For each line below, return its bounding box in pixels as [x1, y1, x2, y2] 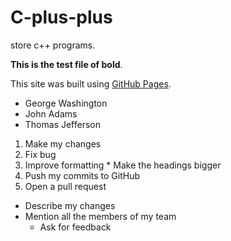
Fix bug [24, 148, 57, 160]
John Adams [24, 107, 78, 120]
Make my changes [24, 137, 102, 150]
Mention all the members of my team [24, 210, 177, 222]
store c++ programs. [10, 39, 96, 51]
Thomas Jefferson [24, 118, 102, 130]
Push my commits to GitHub [24, 169, 141, 181]
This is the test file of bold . [10, 58, 123, 70]
